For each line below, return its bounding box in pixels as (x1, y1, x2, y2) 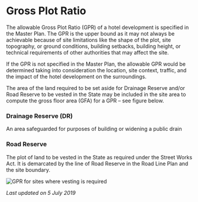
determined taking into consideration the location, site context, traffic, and (6, 66, 187, 73)
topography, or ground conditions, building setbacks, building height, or (6, 43, 181, 50)
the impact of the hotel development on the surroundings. (6, 73, 147, 80)
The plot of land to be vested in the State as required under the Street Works (6, 153, 193, 161)
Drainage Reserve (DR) (6, 111, 73, 120)
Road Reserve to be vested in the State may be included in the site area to (6, 91, 186, 98)
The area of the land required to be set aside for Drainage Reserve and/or (6, 84, 185, 91)
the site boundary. (6, 166, 51, 173)
